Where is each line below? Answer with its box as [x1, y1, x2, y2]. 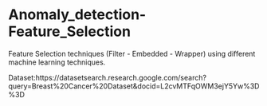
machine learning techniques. [8, 57, 106, 67]
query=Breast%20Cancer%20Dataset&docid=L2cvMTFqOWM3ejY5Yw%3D [8, 81, 260, 91]
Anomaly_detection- [8, 6, 147, 24]
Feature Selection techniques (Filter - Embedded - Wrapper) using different [8, 49, 256, 58]
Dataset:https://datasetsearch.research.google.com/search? [8, 73, 207, 82]
